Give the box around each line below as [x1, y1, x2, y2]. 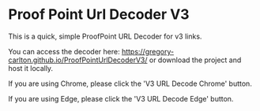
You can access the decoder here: [8, 46, 120, 56]
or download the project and [149, 55, 242, 65]
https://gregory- [121, 46, 175, 56]
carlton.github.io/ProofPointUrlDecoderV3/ [8, 55, 148, 65]
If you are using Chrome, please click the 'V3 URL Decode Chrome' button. [8, 79, 253, 88]
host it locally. [8, 63, 54, 72]
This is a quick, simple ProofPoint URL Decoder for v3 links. [8, 31, 202, 41]
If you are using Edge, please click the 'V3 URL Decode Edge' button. [8, 94, 234, 103]
